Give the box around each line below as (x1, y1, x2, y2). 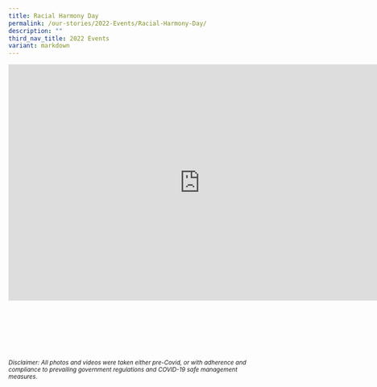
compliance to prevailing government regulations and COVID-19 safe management (8, 366, 238, 374)
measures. (8, 372, 38, 381)
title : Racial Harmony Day (8, 11, 99, 20)
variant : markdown (8, 42, 70, 50)
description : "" (8, 27, 63, 35)
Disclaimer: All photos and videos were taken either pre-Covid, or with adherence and (8, 359, 247, 367)
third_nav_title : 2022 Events (8, 34, 110, 43)
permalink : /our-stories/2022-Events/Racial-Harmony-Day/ (8, 19, 207, 27)
